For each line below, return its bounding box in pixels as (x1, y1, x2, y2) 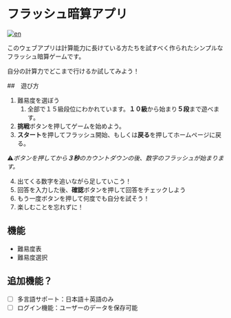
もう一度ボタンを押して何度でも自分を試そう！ (16, 194, 150, 202)
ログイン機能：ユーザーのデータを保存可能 (16, 304, 138, 312)
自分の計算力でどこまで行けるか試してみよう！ (7, 67, 140, 75)
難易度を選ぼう (16, 96, 60, 104)
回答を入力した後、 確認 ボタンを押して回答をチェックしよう (16, 185, 186, 193)
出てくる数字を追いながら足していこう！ (16, 177, 132, 185)
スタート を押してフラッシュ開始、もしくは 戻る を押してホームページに (16, 130, 216, 138)
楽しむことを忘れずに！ (16, 202, 84, 211)
